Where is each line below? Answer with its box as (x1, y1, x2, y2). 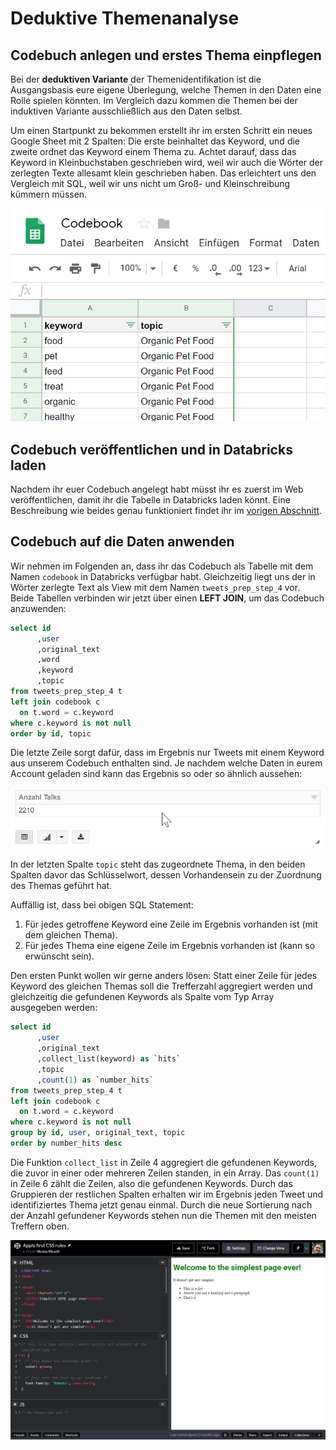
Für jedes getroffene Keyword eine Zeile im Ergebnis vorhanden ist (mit (24, 918, 318, 931)
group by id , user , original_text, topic (10, 1128, 186, 1138)
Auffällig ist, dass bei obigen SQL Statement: (10, 899, 194, 911)
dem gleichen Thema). (24, 929, 118, 941)
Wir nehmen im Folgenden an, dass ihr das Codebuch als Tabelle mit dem (10, 560, 314, 572)
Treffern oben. (10, 1220, 70, 1232)
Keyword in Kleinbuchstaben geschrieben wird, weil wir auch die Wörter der (10, 157, 324, 168)
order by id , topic (10, 728, 92, 739)
